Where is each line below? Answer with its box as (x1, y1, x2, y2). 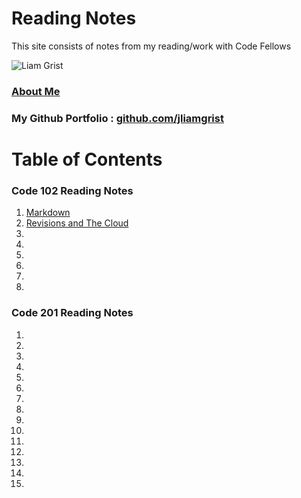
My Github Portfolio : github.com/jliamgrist (11, 111, 224, 125)
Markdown (25, 207, 71, 219)
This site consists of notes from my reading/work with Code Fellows (11, 40, 292, 52)
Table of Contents (11, 148, 163, 171)
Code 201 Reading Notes (11, 306, 134, 320)
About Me (11, 84, 61, 98)
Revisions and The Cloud (25, 217, 129, 229)
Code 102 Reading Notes (11, 183, 134, 197)
